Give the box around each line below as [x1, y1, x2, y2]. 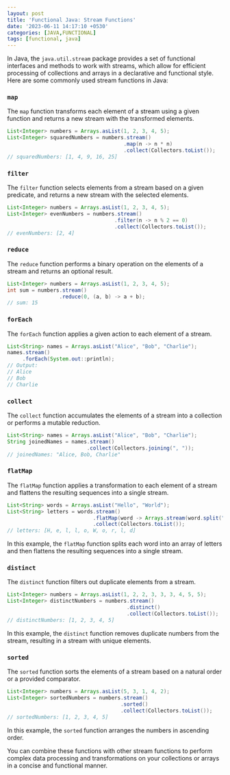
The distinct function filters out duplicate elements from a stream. [7, 578, 196, 586]
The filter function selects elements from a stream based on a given [7, 183, 204, 192]
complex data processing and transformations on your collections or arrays [7, 754, 220, 762]
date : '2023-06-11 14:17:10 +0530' [7, 23, 109, 30]
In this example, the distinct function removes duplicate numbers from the [7, 629, 220, 637]
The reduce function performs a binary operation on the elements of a [7, 259, 204, 268]
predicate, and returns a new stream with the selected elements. [7, 191, 189, 199]
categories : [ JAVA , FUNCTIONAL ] [7, 29, 97, 36]
